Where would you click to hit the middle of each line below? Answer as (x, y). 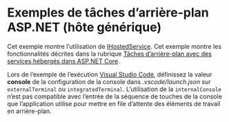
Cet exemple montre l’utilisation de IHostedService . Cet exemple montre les (114, 46)
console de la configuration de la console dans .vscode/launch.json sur (109, 81)
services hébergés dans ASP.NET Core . (64, 61)
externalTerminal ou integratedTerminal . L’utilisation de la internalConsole (114, 89)
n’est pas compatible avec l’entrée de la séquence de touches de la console (115, 96)
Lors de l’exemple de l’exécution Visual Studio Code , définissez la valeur (110, 74)
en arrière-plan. (29, 111)
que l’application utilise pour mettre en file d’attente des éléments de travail (114, 103)
